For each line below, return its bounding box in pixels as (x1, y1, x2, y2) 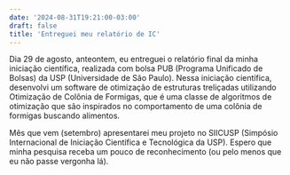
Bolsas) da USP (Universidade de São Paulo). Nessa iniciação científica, (9, 73, 272, 84)
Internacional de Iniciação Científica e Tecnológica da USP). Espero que (9, 137, 272, 147)
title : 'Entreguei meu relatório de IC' (9, 29, 161, 38)
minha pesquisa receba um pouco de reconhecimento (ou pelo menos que (9, 147, 282, 157)
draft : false (9, 21, 58, 30)
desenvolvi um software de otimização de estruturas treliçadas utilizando (9, 82, 277, 93)
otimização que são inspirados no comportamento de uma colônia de (9, 101, 263, 112)
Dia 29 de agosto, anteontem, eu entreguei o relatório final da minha (9, 54, 259, 65)
